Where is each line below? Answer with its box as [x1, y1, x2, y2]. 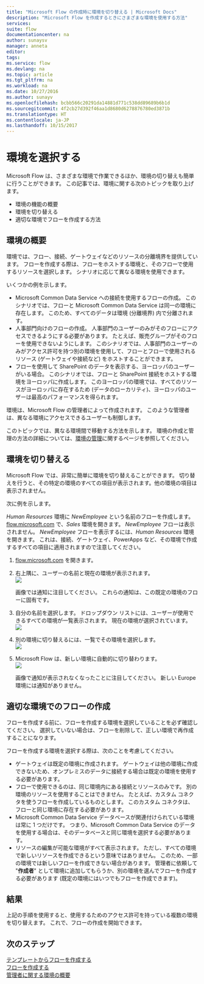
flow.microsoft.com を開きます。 [15, 556, 97, 564]
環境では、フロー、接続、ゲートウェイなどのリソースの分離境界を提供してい [6, 252, 198, 260]
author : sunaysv [6, 37, 47, 43]
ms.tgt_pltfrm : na [6, 77, 53, 83]
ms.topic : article [6, 72, 53, 78]
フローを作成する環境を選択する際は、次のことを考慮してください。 [6, 747, 177, 754]
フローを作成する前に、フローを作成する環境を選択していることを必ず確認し [6, 719, 199, 726]
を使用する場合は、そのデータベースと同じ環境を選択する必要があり [15, 829, 186, 836]
